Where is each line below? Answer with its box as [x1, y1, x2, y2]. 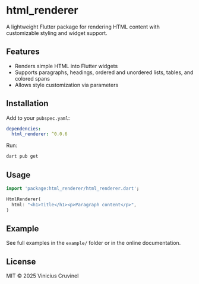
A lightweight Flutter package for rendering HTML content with [6, 23, 160, 30]
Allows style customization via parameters [14, 81, 119, 88]
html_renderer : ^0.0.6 [11, 131, 68, 137]
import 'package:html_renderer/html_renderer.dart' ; [6, 186, 140, 192]
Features [6, 47, 40, 57]
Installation [6, 98, 49, 109]
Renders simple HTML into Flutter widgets [14, 62, 118, 69]
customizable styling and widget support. [6, 29, 108, 36]
